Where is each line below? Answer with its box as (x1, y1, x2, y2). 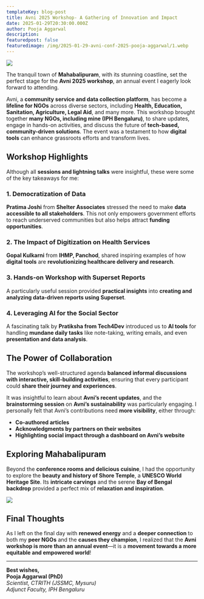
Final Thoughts (6, 513, 65, 524)
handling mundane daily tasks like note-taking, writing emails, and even (6, 329, 187, 336)
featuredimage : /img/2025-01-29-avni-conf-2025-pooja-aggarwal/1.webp (6, 43, 189, 49)
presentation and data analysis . (6, 335, 88, 343)
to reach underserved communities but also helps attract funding (6, 216, 170, 224)
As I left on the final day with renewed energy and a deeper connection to (6, 530, 193, 537)
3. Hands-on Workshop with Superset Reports (6, 273, 146, 282)
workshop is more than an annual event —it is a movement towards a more (6, 543, 197, 550)
